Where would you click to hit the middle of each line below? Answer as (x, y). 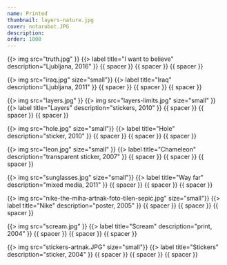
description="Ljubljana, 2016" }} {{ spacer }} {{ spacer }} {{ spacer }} (105, 66)
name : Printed (28, 13)
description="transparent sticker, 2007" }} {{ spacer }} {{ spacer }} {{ (106, 157)
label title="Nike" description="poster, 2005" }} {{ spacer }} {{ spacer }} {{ (113, 205)
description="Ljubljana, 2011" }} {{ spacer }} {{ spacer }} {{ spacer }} (105, 87)
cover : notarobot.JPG (38, 26)
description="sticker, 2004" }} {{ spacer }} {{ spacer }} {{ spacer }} (103, 255)
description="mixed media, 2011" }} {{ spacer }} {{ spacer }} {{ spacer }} (110, 185)
